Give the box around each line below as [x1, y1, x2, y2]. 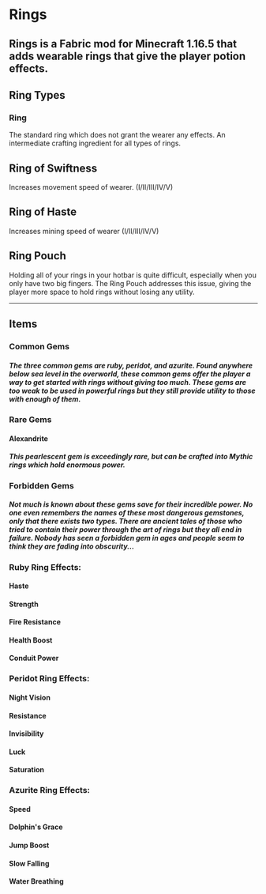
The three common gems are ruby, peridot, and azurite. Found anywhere [9, 360, 253, 370]
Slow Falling [9, 858, 50, 868]
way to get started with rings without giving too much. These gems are [9, 377, 247, 387]
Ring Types [9, 89, 66, 102]
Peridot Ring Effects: [9, 673, 90, 685]
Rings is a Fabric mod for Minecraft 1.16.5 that [9, 37, 238, 51]
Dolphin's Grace [9, 822, 63, 832]
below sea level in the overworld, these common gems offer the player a [9, 369, 251, 379]
